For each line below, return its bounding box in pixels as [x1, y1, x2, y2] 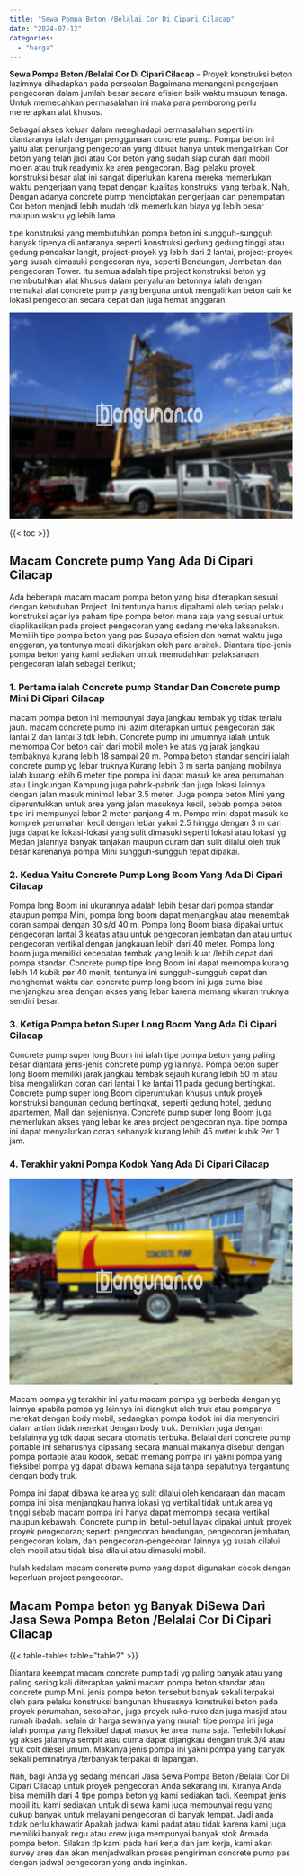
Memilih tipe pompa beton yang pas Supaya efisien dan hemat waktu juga [9, 629, 283, 640]
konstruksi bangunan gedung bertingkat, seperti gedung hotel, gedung [9, 1098, 272, 1108]
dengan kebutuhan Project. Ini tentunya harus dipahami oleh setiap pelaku [9, 600, 284, 611]
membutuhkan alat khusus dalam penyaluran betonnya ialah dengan [9, 275, 262, 287]
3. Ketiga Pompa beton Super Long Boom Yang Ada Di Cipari [9, 1018, 277, 1031]
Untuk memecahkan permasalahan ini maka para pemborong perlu [9, 97, 257, 108]
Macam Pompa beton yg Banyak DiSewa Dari [9, 1598, 266, 1614]
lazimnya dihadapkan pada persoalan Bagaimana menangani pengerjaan [9, 78, 279, 89]
